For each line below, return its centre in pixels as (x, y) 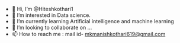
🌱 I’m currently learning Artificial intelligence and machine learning (93, 21)
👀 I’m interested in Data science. (51, 15)
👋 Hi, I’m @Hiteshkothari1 (42, 9)
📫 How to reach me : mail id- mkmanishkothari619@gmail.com (89, 34)
